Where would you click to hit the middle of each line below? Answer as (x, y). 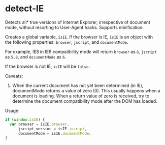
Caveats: (14, 76)
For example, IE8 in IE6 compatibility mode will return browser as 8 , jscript (81, 52)
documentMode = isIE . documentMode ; (55, 133)
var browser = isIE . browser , (39, 124)
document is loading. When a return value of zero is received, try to (81, 96)
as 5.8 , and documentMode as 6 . (36, 57)
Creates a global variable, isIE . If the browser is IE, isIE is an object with (79, 37)
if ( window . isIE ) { (25, 119)
